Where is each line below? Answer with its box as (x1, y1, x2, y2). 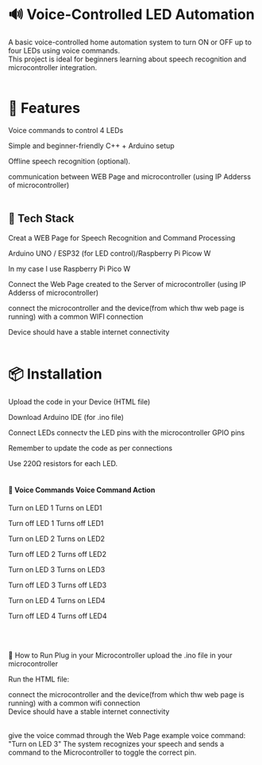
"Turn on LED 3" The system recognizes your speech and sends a (8, 739, 225, 748)
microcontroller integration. (8, 62, 98, 72)
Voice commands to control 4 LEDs (8, 125, 124, 135)
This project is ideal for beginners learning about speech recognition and (8, 54, 247, 64)
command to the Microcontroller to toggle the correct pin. (8, 747, 197, 757)
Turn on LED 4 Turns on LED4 (8, 595, 106, 605)
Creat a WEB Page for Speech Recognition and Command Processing (8, 233, 236, 242)
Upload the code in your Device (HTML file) (8, 397, 151, 406)
